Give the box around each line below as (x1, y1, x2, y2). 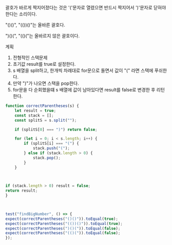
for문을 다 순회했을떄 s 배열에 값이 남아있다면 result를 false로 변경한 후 (12, 87, 156, 92)
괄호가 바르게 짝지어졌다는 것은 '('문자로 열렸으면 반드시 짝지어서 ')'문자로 (5, 5, 152, 10)
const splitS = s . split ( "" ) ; (14, 118, 77, 123)
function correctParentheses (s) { (5, 103, 80, 108)
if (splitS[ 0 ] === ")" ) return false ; (14, 127, 98, 132)
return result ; (5, 188, 38, 194)
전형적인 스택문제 (12, 54, 48, 61)
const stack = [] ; (14, 112, 54, 118)
